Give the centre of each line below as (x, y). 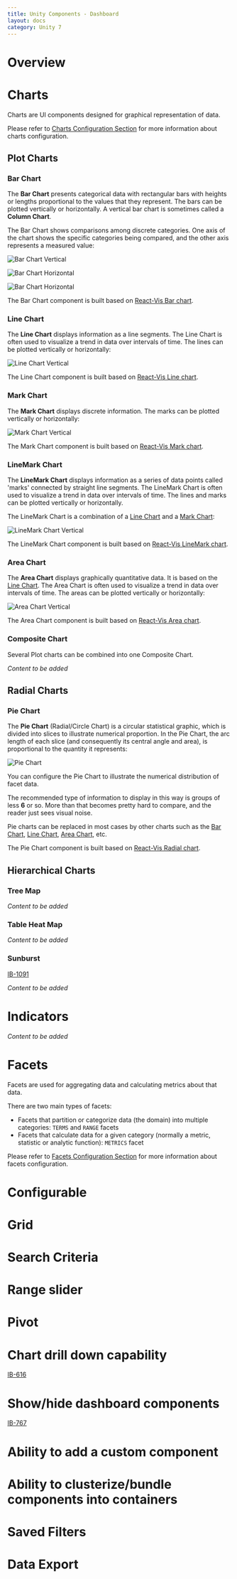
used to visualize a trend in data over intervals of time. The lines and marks (117, 496)
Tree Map (24, 891)
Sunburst (24, 958)
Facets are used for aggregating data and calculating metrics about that (112, 1084)
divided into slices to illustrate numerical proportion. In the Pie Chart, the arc (119, 734)
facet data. (23, 784)
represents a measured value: (51, 245)
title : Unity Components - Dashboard (63, 14)
